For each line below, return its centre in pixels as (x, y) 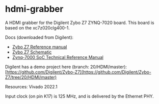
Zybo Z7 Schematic (32, 52)
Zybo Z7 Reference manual (40, 47)
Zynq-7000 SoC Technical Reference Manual (58, 57)
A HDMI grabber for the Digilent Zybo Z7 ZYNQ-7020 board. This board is (80, 23)
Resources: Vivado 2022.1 (31, 86)
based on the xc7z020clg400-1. (38, 27)
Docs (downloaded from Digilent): (39, 37)
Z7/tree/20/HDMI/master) (31, 77)
